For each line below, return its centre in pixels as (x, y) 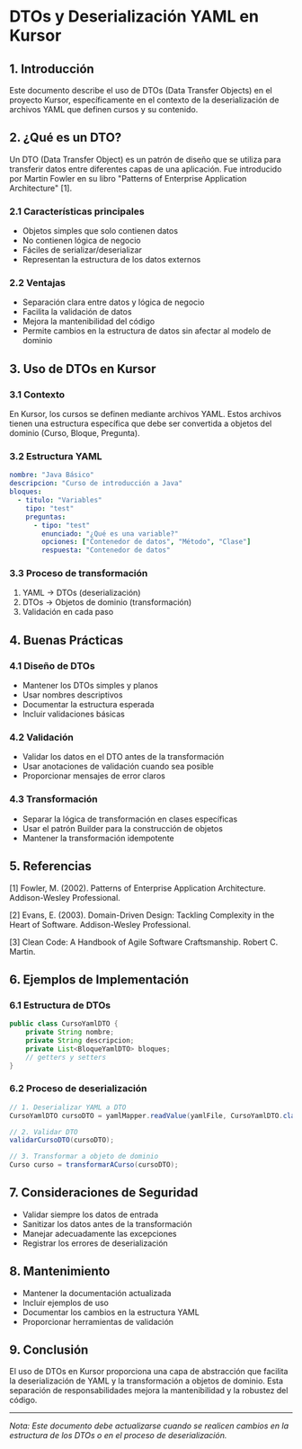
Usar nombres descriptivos (72, 695)
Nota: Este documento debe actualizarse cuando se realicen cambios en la (149, 1426)
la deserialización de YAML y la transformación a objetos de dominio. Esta (147, 1381)
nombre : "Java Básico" (52, 475)
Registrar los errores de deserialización (95, 1243)
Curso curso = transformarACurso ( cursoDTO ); (94, 1165)
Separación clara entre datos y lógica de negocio (113, 302)
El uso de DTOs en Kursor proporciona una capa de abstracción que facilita (149, 1372)
